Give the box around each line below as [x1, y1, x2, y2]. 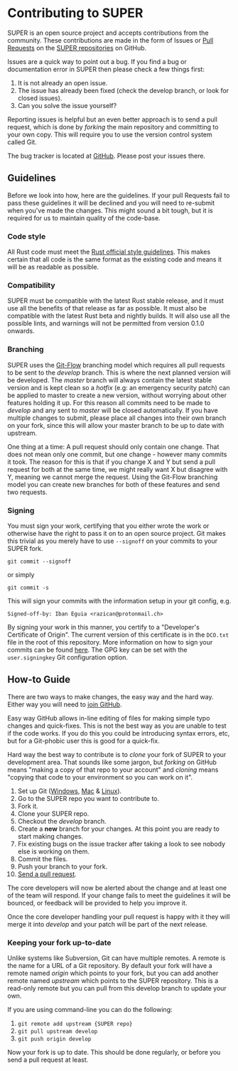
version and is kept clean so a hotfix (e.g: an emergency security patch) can [7, 383, 230, 392]
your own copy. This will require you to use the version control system [7, 130, 213, 139]
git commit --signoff [7, 558, 72, 565]
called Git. [7, 137, 37, 146]
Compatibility [7, 280, 55, 290]
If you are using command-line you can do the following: [7, 1006, 173, 1014]
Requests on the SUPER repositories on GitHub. [7, 43, 147, 52]
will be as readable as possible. [7, 263, 99, 271]
